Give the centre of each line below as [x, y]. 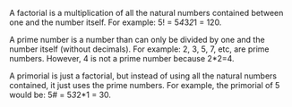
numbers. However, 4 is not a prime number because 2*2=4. [122, 58]
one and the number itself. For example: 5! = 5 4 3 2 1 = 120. [116, 22]
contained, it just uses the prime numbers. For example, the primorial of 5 [145, 85]
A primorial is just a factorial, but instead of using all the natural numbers [143, 76]
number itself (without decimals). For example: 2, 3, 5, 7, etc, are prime [140, 49]
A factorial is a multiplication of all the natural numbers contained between [146, 13]
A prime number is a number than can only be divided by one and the [137, 40]
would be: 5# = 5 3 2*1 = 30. [60, 95]
